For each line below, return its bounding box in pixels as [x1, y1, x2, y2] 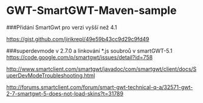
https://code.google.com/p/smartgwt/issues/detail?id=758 [6, 53, 153, 61]
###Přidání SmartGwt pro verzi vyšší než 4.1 [6, 24, 117, 31]
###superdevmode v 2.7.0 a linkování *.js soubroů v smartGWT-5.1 [6, 47, 173, 55]
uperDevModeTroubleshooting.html [6, 71, 95, 79]
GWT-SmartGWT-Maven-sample [6, 4, 177, 18]
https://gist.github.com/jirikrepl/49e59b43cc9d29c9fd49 [6, 35, 150, 42]
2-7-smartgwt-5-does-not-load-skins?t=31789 [6, 90, 123, 97]
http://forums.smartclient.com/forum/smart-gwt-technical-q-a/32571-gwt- [6, 83, 193, 91]
